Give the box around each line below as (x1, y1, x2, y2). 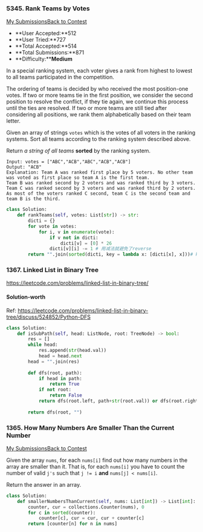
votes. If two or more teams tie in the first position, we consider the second (6, 92, 193, 99)
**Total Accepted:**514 (14, 42, 77, 50)
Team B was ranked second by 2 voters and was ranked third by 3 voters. (6, 180, 196, 186)
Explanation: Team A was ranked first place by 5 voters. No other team (6, 169, 193, 176)
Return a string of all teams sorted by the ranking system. (6, 147, 151, 155)
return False (49, 392, 83, 398)
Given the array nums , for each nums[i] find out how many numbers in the (6, 456, 188, 464)
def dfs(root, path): (28, 370, 83, 376)
